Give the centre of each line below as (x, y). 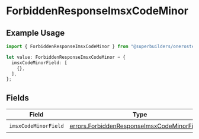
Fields (18, 98)
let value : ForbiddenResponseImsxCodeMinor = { (66, 57)
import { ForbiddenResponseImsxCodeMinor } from (67, 46)
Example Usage (36, 33)
